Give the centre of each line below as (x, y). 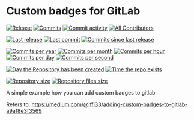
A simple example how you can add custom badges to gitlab (81, 92)
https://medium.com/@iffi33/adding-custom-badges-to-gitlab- (110, 104)
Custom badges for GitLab (73, 11)
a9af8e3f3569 (24, 110)
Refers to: (18, 104)
